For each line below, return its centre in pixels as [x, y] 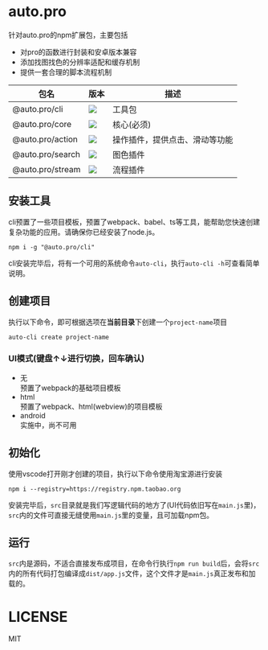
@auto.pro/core [42, 124]
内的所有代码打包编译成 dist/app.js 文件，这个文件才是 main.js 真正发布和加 [132, 574]
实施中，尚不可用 [48, 425]
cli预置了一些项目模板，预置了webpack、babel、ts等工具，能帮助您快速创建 [134, 222]
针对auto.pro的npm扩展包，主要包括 [68, 35]
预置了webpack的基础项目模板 [70, 388]
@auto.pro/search [47, 154]
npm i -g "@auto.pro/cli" [51, 247]
